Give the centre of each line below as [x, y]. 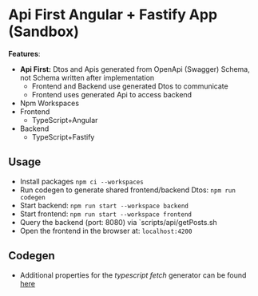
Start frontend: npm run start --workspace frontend [106, 214]
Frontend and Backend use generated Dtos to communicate [130, 86]
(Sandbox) [44, 32]
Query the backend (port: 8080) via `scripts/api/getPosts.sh [118, 222]
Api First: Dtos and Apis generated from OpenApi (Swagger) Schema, [135, 69]
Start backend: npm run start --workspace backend [104, 205]
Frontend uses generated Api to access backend [112, 94]
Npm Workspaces [50, 103]
